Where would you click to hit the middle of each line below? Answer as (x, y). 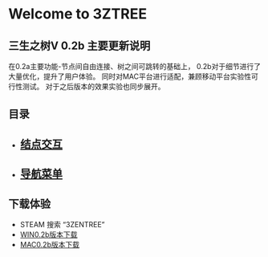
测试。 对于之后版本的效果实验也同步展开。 (93, 86)
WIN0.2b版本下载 (49, 235)
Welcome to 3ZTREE (77, 14)
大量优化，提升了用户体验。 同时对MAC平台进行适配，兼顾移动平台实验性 (130, 76)
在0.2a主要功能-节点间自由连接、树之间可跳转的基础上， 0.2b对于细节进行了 (134, 66)
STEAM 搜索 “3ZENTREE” (62, 224)
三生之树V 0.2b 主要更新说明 (79, 45)
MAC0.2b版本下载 (50, 244)
